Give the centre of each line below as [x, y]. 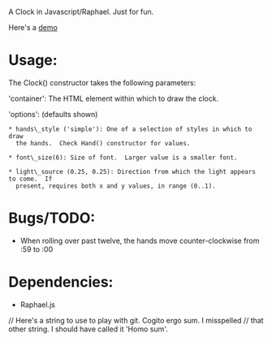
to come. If [30, 179]
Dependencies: [61, 282]
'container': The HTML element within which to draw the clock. [114, 98]
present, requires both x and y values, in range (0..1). [116, 186]
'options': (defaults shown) [53, 114]
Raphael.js [37, 305]
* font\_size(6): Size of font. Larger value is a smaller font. [123, 158]
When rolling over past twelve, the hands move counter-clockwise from [140, 240]
